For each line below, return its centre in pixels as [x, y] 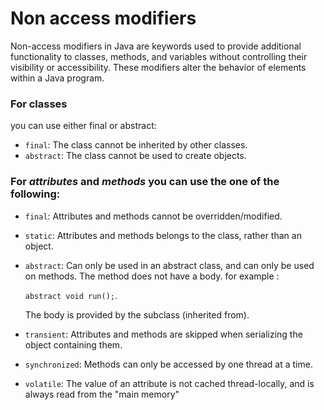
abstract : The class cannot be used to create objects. [135, 156]
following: [35, 194]
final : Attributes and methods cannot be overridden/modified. [153, 216]
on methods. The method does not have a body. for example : [152, 276]
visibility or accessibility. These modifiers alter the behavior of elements [158, 67]
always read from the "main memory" [102, 394]
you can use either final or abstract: [83, 126]
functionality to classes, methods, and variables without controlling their [159, 56]
